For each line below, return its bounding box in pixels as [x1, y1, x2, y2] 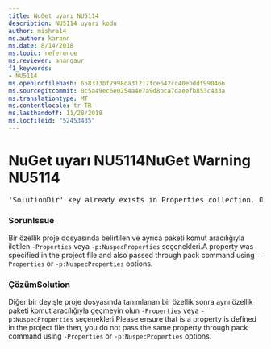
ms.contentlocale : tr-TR [8, 102, 92, 110]
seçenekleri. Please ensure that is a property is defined [75, 314, 256, 324]
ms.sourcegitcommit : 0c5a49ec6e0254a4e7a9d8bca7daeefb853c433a [8, 86, 226, 95]
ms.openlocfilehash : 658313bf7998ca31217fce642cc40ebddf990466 [8, 79, 226, 87]
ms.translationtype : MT [8, 94, 89, 102]
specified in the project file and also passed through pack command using [8, 251, 256, 260]
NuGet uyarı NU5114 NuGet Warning [8, 152, 252, 170]
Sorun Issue [8, 214, 55, 226]
